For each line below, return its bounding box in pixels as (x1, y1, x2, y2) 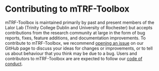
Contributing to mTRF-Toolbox (5, 3, 130, 15)
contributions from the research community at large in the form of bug (5, 30, 145, 35)
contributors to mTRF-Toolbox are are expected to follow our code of (5, 55, 143, 61)
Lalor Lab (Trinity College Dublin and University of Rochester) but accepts (5, 24, 153, 30)
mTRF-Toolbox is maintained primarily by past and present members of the (5, 19, 155, 25)
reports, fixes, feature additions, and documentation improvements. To (5, 35, 146, 41)
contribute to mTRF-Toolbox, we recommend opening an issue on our (5, 40, 144, 46)
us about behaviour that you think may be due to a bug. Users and (5, 50, 137, 56)
